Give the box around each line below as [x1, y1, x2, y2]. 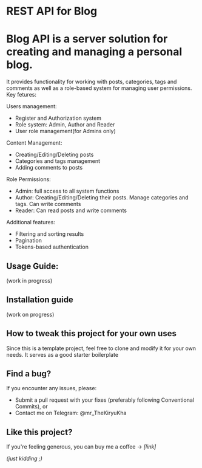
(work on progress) [6, 311, 55, 318]
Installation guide [6, 295, 74, 305]
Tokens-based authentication [15, 243, 89, 250]
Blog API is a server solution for [6, 32, 168, 46]
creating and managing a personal [6, 45, 183, 59]
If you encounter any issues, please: [6, 385, 97, 392]
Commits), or [15, 403, 48, 410]
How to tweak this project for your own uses [6, 328, 177, 339]
